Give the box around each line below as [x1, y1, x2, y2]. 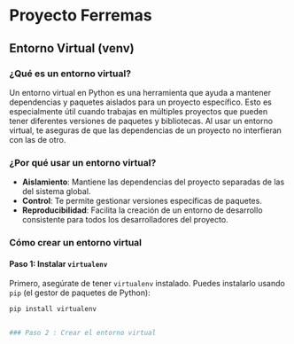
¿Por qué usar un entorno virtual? [9, 156, 157, 168]
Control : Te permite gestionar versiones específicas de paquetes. [21, 196, 263, 207]
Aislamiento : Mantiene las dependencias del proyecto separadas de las [21, 176, 285, 187]
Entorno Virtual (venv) [9, 41, 135, 56]
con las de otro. [9, 134, 66, 145]
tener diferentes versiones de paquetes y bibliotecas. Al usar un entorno [9, 115, 273, 126]
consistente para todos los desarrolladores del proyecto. [21, 215, 228, 225]
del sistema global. [21, 186, 91, 197]
